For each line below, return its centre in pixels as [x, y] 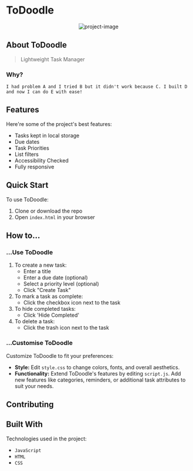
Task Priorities [32, 148]
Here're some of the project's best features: [59, 124]
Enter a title [37, 271]
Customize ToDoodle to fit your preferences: [60, 356]
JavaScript [28, 450]
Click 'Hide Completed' [51, 315]
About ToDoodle [37, 45]
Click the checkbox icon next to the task [72, 303]
